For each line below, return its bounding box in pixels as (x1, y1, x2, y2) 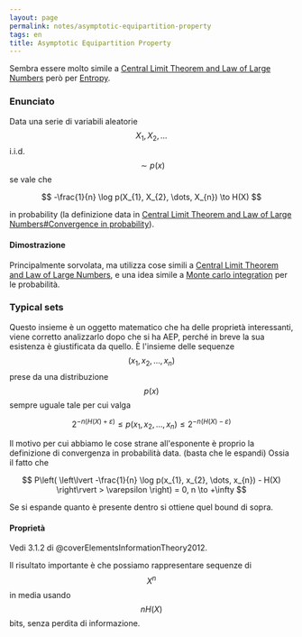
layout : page (9, 13, 59, 23)
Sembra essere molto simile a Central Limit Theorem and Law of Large (9, 63, 271, 74)
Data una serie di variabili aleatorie (9, 115, 138, 126)
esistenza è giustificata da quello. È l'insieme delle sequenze (9, 340, 235, 352)
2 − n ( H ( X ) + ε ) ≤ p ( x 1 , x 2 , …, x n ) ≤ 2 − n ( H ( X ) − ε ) (71, 417, 232, 431)
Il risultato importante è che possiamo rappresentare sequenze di (9, 560, 252, 571)
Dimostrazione (9, 239, 66, 250)
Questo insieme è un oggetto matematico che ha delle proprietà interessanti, (9, 321, 294, 332)
